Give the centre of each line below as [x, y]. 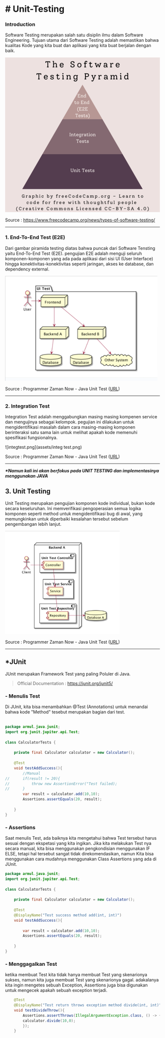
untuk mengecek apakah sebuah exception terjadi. [56, 990]
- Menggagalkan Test [31, 964]
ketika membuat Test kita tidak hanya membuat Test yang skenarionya [76, 975]
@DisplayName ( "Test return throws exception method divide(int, [81, 1005]
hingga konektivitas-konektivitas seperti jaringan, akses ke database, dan [79, 264]
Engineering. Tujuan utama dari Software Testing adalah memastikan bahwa [82, 40]
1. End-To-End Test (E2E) [35, 238]
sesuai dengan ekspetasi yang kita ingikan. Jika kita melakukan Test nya [78, 843]
